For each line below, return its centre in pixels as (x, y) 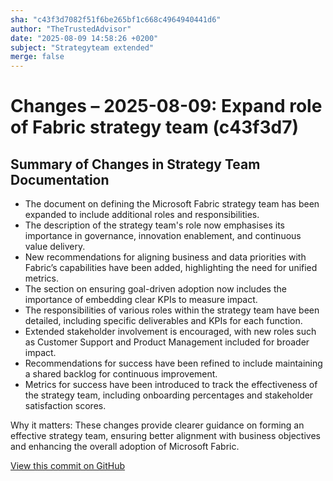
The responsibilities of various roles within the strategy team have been (172, 310)
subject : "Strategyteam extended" (82, 47)
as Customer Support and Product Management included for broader (167, 342)
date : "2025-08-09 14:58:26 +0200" (84, 38)
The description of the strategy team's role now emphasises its (154, 225)
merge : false (37, 57)
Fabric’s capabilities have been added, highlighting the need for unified (171, 268)
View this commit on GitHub (68, 466)
